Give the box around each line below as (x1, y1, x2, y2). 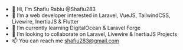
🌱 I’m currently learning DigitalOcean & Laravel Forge (11, 24, 140, 31)
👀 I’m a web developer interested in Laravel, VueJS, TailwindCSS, (11, 12, 171, 19)
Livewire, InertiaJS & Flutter (11, 18, 79, 25)
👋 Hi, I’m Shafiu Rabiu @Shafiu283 (11, 6, 96, 12)
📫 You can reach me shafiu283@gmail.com (11, 37, 119, 44)
